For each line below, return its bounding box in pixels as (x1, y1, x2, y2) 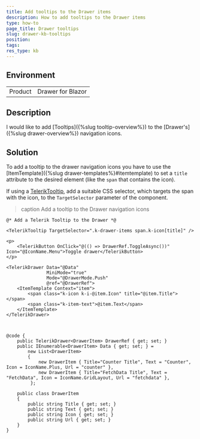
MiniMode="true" (46, 270, 87, 276)
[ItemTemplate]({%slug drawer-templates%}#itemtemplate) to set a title (6, 169, 187, 177)
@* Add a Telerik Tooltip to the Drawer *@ (6, 217, 117, 223)
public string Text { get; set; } (28, 407, 114, 413)
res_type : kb (6, 48, 39, 54)
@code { (6, 333, 26, 339)
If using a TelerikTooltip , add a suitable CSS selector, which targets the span (6, 187, 194, 195)
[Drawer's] (163, 124, 190, 131)
